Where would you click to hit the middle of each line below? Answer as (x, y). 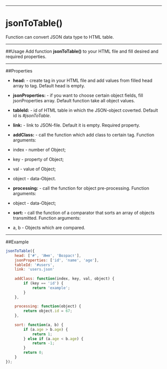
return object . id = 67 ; (48, 311)
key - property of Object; (38, 159)
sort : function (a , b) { (39, 325)
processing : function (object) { (48, 306)
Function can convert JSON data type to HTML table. (60, 37)
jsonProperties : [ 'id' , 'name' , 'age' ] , (57, 260)
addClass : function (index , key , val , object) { (64, 279)
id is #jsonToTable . (32, 115)
